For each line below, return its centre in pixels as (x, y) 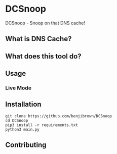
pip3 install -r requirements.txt (42, 125)
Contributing (26, 145)
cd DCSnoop (17, 120)
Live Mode (18, 88)
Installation (23, 104)
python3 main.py (22, 129)
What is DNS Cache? (38, 39)
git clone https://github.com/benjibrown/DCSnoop (59, 116)
